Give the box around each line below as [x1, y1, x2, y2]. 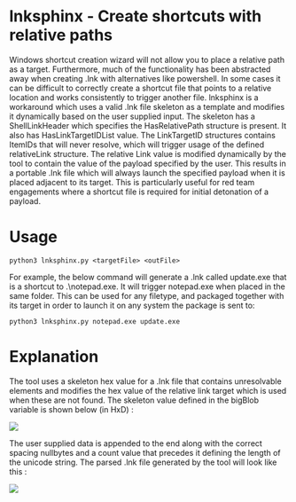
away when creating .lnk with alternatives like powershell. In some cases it [9, 73, 281, 83]
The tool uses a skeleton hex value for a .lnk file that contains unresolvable [9, 375, 282, 387]
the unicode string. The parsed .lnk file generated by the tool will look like [9, 457, 277, 467]
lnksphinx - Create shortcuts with [9, 6, 262, 27]
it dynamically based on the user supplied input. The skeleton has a [9, 111, 255, 122]
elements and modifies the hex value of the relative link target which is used [9, 385, 287, 396]
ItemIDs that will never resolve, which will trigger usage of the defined [9, 139, 264, 150]
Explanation [9, 347, 99, 367]
